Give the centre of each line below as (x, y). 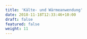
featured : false (22, 24)
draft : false (19, 19)
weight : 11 (17, 29)
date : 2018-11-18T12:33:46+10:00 (41, 15)
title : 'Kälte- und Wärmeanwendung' (44, 10)
